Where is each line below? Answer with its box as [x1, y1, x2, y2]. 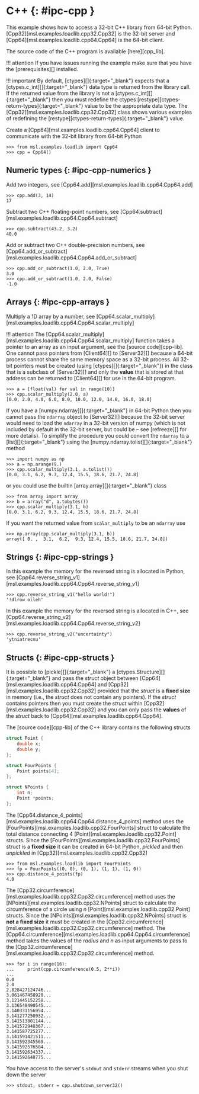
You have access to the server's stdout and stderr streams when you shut [6, 1064, 188, 1071]
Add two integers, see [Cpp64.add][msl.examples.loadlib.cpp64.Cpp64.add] [6, 181, 193, 188]
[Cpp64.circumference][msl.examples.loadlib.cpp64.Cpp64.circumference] [6, 931, 191, 938]
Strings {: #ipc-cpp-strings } [6, 552, 114, 562]
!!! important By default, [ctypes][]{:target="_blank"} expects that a [6, 77, 170, 84]
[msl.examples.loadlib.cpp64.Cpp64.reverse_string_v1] [6, 580, 140, 588]
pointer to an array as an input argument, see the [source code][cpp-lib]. [6, 343, 184, 350]
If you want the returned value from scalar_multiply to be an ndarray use [6, 519, 185, 527]
